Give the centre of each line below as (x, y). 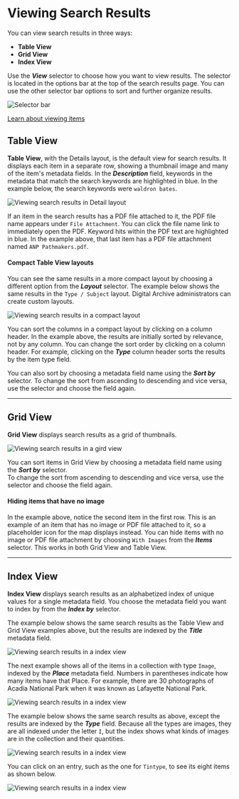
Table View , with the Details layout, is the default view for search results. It (117, 158)
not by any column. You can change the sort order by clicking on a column (116, 344)
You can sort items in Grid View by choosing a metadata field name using (115, 462)
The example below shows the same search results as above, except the (114, 716)
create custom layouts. (41, 301)
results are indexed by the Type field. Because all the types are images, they (119, 723)
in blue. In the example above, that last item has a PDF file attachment (110, 239)
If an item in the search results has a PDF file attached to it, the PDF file (112, 216)
